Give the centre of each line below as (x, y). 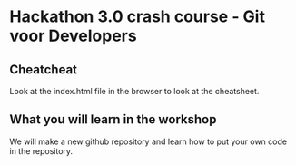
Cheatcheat (44, 69)
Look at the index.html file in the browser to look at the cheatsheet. (134, 91)
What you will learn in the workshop (113, 120)
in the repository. (41, 150)
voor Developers (74, 36)
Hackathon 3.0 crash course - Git (138, 17)
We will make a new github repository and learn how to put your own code (148, 141)
